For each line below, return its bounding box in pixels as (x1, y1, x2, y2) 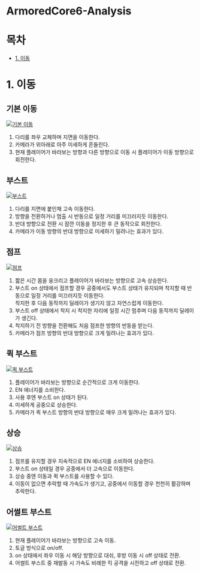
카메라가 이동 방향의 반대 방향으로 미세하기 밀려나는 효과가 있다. (14, 227, 163, 235)
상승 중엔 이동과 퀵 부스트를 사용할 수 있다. (14, 473, 114, 480)
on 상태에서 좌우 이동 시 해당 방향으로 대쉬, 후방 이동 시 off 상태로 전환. (14, 552, 181, 559)
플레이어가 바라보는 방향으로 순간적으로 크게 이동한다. (14, 379, 140, 386)
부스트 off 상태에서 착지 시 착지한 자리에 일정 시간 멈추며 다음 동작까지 (14, 306, 178, 314)
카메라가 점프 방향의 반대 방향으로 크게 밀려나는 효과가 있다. (14, 329, 154, 336)
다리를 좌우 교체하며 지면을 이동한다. (14, 133, 100, 141)
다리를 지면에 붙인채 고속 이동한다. (14, 205, 95, 212)
